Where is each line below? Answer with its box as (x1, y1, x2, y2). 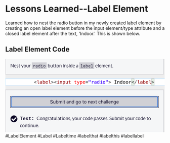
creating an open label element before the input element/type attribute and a (5, 25, 165, 31)
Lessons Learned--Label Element (5, 3, 148, 15)
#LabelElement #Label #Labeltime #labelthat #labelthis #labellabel (5, 133, 144, 139)
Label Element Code (5, 45, 70, 54)
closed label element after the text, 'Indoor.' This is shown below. (5, 30, 141, 36)
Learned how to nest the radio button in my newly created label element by (5, 20, 162, 26)
